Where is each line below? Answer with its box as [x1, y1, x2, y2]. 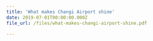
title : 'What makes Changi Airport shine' [6, 8, 115, 15]
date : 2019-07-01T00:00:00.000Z [6, 14, 88, 20]
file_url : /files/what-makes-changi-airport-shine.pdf [6, 20, 148, 26]
